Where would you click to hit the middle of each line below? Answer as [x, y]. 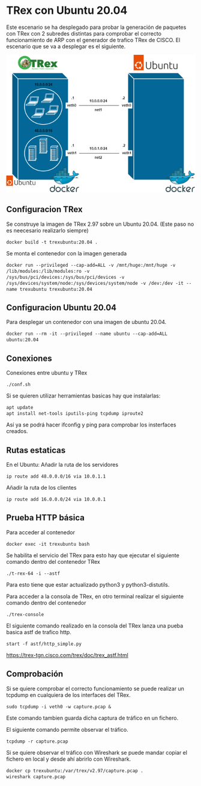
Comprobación [35, 674]
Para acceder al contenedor [40, 532]
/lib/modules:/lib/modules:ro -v [48, 271]
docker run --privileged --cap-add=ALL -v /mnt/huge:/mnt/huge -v [91, 265]
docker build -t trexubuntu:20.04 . [52, 242]
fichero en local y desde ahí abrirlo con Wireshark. [69, 759]
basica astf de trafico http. [39, 632]
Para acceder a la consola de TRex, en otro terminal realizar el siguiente [95, 596]
